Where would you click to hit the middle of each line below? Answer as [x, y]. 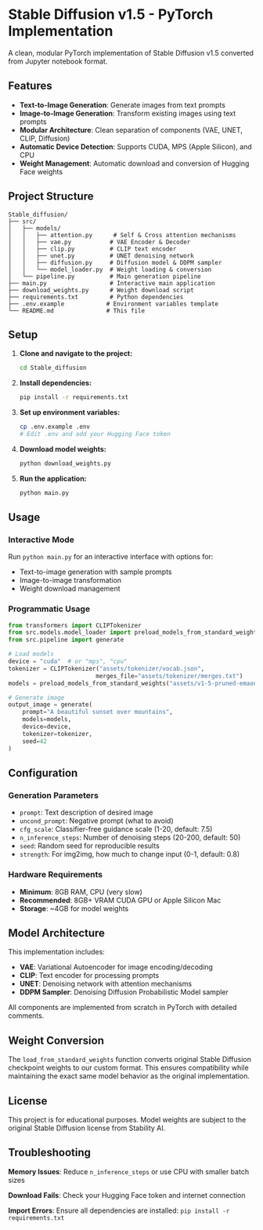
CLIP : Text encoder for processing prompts [89, 976]
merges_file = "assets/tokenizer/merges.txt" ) [169, 676]
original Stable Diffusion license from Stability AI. [87, 1128]
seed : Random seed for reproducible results [90, 846]
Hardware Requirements [56, 875]
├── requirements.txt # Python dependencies [96, 297]
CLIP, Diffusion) [45, 138]
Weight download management [70, 589]
